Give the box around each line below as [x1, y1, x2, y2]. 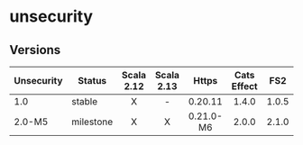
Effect [231, 80, 259, 92]
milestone [71, 115, 114, 128]
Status [78, 75, 107, 86]
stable [71, 95, 98, 107]
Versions [9, 42, 61, 58]
